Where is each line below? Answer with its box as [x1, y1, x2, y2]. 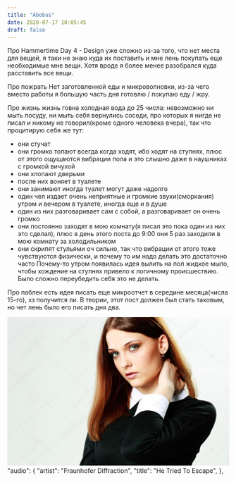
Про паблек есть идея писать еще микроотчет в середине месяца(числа [7, 288, 228, 297]
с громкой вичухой [17, 162, 75, 171]
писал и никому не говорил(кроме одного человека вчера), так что [7, 118, 211, 127]
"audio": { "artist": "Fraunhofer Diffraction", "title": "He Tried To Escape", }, [7, 466, 224, 475]
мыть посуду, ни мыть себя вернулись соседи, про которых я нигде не [7, 111, 222, 120]
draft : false [7, 26, 46, 33]
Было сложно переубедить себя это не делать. [17, 275, 161, 283]
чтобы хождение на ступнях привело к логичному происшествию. [17, 267, 218, 276]
